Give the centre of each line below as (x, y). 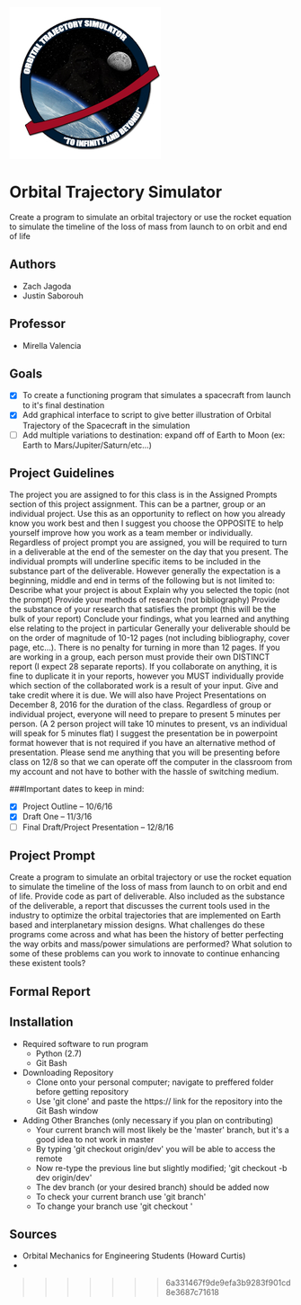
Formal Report (50, 991)
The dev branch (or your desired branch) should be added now (152, 1187)
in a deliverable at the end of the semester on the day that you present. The (149, 552)
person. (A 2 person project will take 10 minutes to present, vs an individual (148, 724)
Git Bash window (67, 1110)
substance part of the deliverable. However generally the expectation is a (145, 571)
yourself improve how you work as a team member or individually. (131, 533)
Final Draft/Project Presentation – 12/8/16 (98, 827)
